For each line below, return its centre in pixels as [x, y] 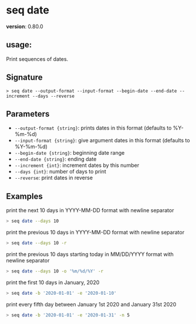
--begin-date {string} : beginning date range [70, 153]
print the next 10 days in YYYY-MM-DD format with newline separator [90, 210]
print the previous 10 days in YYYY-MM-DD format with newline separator [95, 233]
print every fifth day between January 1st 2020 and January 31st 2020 [91, 304]
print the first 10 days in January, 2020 [53, 282]
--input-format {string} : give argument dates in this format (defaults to [102, 141]
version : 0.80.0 [25, 26]
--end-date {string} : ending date [55, 159]
